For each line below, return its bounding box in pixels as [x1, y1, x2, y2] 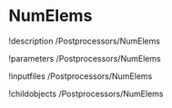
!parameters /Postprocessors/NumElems [8, 53, 161, 64]
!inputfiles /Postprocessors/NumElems [8, 70, 153, 82]
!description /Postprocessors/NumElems [8, 35, 161, 46]
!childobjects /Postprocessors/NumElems [8, 88, 164, 99]
